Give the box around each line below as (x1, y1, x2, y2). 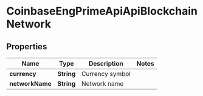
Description (89, 60, 123, 67)
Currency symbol (81, 70, 131, 78)
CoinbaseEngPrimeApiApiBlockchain (6, 4, 198, 18)
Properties (6, 41, 47, 52)
